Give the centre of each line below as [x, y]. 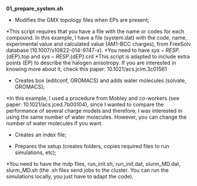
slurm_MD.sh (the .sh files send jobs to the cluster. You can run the [88, 170]
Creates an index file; [40, 135]
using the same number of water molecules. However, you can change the [96, 117]
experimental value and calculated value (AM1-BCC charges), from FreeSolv [99, 44]
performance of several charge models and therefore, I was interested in [94, 111]
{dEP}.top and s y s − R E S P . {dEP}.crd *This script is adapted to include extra [98, 56]
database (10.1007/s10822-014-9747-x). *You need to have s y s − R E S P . [93, 50]
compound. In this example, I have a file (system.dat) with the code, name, [97, 37]
